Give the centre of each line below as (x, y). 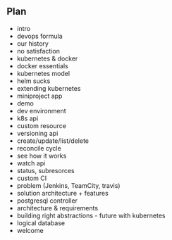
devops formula (39, 36)
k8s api (27, 118)
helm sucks (33, 81)
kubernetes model (43, 73)
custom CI (32, 178)
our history (32, 43)
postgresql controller (47, 201)
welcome (30, 230)
